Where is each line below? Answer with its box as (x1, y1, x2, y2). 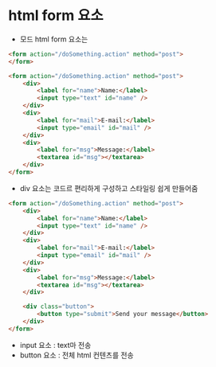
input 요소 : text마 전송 (19, 340, 92, 349)
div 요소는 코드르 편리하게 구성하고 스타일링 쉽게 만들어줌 (19, 183, 198, 193)
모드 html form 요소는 (19, 34, 88, 44)
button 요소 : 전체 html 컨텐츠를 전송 (19, 350, 134, 360)
